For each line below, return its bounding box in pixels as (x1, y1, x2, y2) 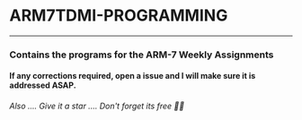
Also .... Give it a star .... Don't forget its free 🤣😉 (9, 100, 185, 112)
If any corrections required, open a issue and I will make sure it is (9, 71, 256, 81)
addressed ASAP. (9, 80, 76, 90)
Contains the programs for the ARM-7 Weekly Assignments (9, 48, 274, 61)
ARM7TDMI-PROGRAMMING (9, 5, 228, 26)
